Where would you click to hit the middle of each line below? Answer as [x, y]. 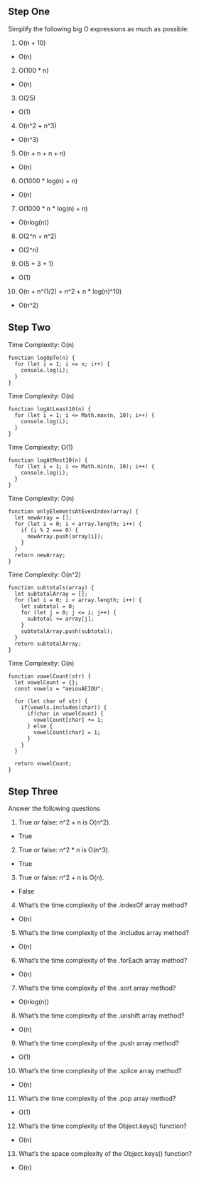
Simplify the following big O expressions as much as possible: [98, 29]
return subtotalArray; [48, 644]
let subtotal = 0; [48, 606]
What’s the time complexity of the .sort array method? [97, 988]
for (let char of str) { [51, 701]
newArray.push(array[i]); [65, 536]
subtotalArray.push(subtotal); [67, 631]
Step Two [29, 327]
